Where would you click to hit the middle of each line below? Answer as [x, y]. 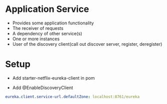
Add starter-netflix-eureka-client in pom [53, 78]
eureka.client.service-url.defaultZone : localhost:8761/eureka [72, 97]
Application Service [47, 9]
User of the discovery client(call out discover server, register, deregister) [87, 44]
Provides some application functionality [53, 23]
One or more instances [36, 39]
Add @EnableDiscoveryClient [43, 88]
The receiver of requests [38, 28]
